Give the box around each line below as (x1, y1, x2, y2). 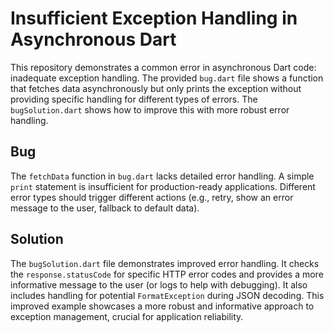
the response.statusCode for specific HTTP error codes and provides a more (10, 268, 324, 280)
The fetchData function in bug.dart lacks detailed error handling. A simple (10, 170, 315, 182)
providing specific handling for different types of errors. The (10, 93, 258, 105)
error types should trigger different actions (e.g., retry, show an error (10, 191, 294, 203)
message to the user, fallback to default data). (10, 202, 200, 214)
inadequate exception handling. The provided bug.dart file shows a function (10, 72, 324, 84)
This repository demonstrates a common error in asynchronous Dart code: (10, 61, 317, 73)
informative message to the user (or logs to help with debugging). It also (10, 278, 308, 291)
